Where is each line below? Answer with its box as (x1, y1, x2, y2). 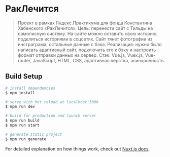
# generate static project (5, 132, 62, 137)
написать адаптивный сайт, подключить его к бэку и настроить (17, 47, 156, 53)
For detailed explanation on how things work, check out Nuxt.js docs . (5, 145, 150, 152)
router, (17, 57, 32, 63)
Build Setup (5, 72, 43, 81)
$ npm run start (5, 123, 40, 128)
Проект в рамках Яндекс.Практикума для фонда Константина (17, 20, 152, 26)
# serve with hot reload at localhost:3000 (5, 99, 99, 104)
